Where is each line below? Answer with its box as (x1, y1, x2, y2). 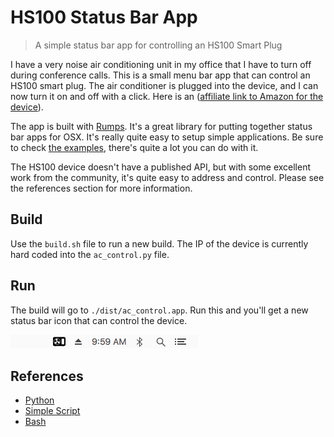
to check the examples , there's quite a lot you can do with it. (10, 141, 259, 153)
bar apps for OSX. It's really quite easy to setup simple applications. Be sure (10, 131, 324, 143)
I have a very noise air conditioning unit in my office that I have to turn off (10, 58, 312, 70)
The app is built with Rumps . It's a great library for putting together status (10, 120, 313, 132)
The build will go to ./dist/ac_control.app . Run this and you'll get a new (10, 304, 309, 316)
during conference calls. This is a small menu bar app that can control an (10, 69, 311, 81)
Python (24, 394, 55, 406)
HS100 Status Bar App (10, 6, 198, 29)
